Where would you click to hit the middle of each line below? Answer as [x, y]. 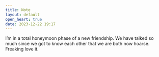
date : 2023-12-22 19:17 [31, 24]
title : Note [18, 10]
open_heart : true [24, 19]
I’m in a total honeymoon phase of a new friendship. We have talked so [79, 38]
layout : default [22, 15]
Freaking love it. [22, 49]
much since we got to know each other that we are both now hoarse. [77, 44]
